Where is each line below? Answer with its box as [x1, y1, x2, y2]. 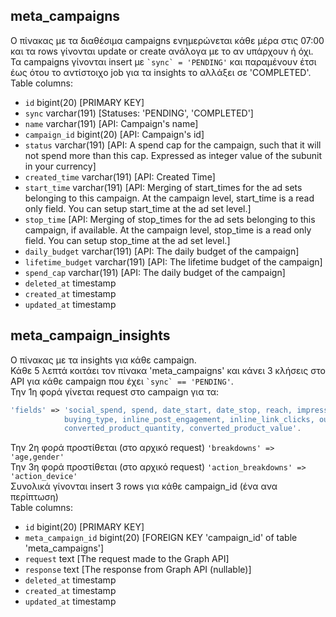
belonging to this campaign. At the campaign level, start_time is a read [24, 192, 315, 204]
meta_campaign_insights [10, 327, 171, 344]
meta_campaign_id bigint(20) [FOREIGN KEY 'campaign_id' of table [24, 532, 298, 544]
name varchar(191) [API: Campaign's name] [24, 117, 199, 129]
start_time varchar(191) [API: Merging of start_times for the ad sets [24, 181, 303, 193]
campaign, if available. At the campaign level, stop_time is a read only [24, 224, 312, 236]
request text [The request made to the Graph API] [24, 553, 230, 565]
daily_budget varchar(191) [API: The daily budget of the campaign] [24, 245, 300, 257]
